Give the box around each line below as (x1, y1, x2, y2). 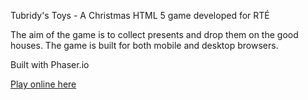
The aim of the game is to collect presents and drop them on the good (10, 29, 299, 40)
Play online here (10, 78, 77, 90)
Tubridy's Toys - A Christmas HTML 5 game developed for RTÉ (10, 10, 270, 21)
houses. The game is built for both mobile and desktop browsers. (10, 40, 279, 51)
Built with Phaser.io (10, 59, 90, 70)
